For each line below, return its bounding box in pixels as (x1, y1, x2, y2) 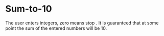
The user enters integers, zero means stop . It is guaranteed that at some (5, 20, 159, 26)
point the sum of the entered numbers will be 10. (5, 25, 107, 31)
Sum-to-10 (5, 3, 52, 15)
